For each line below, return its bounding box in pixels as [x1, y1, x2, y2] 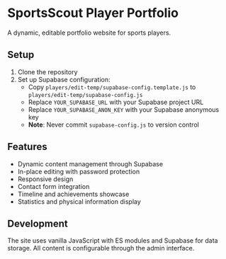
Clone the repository [17, 67, 78, 76]
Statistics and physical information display [17, 197, 142, 206]
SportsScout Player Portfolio [7, 5, 179, 21]
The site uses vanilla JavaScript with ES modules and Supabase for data [7, 236, 218, 245]
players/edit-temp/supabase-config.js [28, 91, 143, 98]
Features [7, 141, 47, 153]
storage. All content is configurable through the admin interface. [7, 244, 195, 253]
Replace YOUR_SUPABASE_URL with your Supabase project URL [28, 98, 204, 106]
